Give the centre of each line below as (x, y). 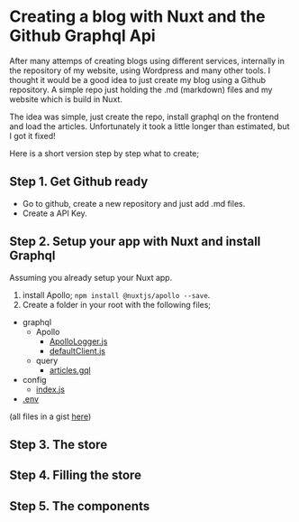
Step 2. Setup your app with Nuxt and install (135, 242)
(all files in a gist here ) (50, 416)
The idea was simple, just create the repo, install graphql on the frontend (144, 117)
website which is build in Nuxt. (66, 99)
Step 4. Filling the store (76, 475)
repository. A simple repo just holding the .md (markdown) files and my (141, 89)
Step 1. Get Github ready (79, 182)
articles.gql (70, 370)
